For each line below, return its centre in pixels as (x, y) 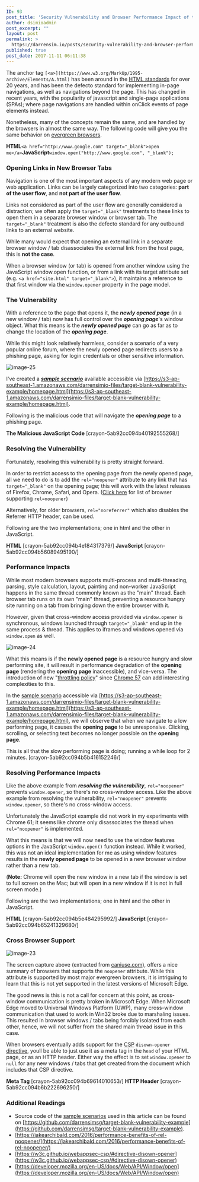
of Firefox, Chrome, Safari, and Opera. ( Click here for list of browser (89, 492)
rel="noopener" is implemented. (45, 829)
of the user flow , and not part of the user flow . (64, 193)
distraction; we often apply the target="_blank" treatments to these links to (98, 211)
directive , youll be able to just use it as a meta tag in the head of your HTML (98, 1051)
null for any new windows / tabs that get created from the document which (98, 1063)
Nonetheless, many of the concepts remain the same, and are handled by (96, 122)
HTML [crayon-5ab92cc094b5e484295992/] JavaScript (76, 919)
